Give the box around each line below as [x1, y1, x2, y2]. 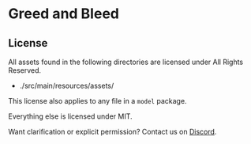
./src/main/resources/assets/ [19, 81, 114, 90]
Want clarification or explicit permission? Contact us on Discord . [8, 127, 217, 136]
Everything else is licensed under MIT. [8, 112, 133, 121]
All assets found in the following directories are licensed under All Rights [8, 57, 243, 66]
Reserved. [8, 66, 42, 75]
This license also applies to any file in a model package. [8, 97, 187, 105]
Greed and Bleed [8, 5, 120, 23]
